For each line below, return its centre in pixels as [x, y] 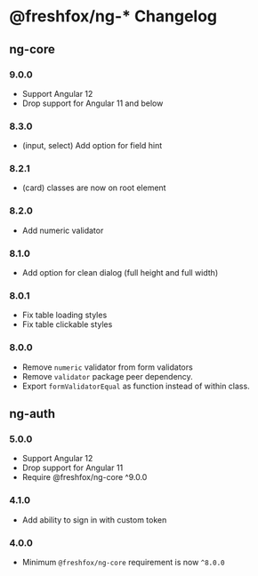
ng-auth [32, 414]
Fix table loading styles [64, 315]
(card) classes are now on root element [94, 188]
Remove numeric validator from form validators [107, 367]
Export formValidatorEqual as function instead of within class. [136, 386]
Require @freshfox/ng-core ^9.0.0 [85, 477]
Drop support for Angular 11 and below [93, 103]
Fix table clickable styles [67, 324]
